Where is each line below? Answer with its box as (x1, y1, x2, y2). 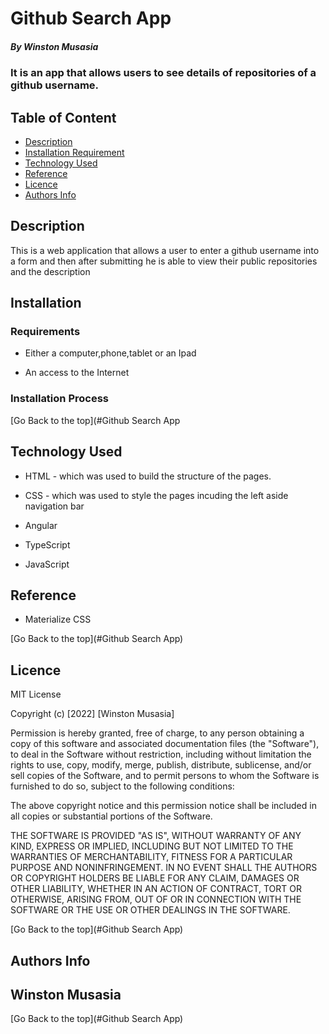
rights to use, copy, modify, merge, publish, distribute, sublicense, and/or (10, 759, 312, 771)
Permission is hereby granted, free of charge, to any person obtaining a (10, 727, 305, 739)
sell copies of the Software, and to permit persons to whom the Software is (10, 770, 320, 782)
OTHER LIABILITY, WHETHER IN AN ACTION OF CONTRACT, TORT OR (10, 883, 302, 895)
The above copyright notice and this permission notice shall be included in (10, 800, 317, 812)
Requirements (10, 325, 81, 339)
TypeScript (24, 538, 71, 551)
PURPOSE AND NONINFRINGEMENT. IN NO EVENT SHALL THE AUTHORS (10, 862, 318, 874)
